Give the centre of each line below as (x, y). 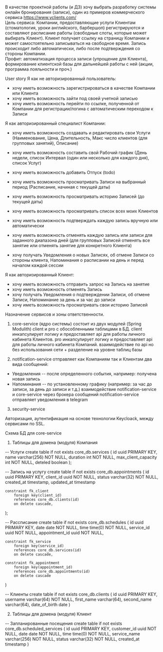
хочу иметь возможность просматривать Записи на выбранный (79, 182)
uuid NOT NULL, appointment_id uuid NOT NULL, (54, 533)
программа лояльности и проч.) (38, 69)
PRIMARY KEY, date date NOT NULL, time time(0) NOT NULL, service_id (77, 527)
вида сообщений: (30, 364)
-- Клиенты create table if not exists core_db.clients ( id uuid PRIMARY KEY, (81, 594)
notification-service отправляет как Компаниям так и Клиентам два (82, 359)
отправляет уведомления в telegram (50, 400)
